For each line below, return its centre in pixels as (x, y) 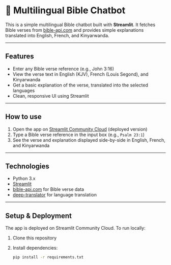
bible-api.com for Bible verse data (48, 189)
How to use (23, 117)
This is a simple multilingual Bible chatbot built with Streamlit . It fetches (80, 25)
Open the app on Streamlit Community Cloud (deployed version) (80, 129)
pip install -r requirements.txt (48, 257)
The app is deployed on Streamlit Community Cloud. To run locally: (76, 228)
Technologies (27, 166)
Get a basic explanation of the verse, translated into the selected (80, 85)
